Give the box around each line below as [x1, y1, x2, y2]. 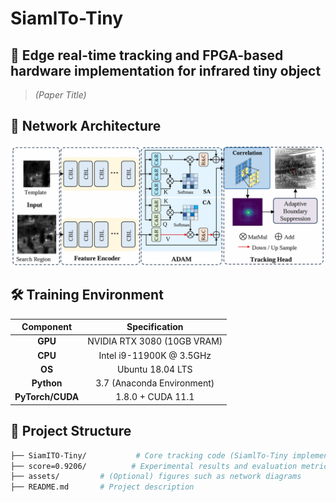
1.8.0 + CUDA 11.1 [115, 391, 195, 403]
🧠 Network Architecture [10, 118, 162, 135]
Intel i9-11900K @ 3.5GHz [98, 349, 212, 361]
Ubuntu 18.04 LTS [116, 363, 193, 375]
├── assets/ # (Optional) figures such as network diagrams [10, 472, 302, 482]
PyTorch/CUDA [14, 391, 80, 403]
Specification [126, 321, 184, 333]
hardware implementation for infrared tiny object [10, 62, 322, 79]
